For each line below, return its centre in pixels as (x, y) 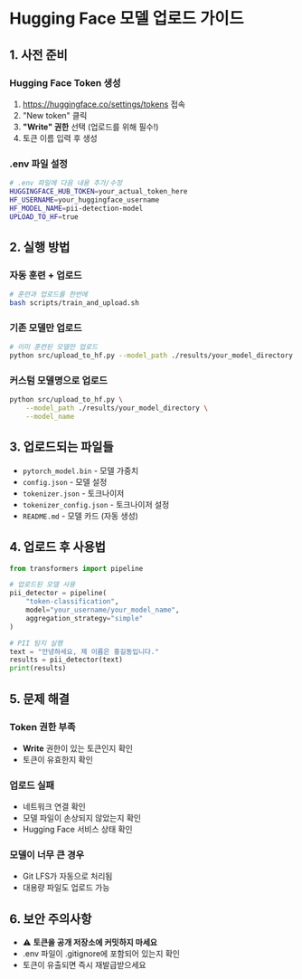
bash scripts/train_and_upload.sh (75, 303)
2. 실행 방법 (40, 247)
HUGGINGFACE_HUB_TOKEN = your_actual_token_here (99, 192)
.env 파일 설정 (38, 164)
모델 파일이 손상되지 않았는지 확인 (82, 818)
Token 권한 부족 (42, 727)
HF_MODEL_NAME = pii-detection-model (76, 208)
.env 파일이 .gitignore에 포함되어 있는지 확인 (101, 954)
